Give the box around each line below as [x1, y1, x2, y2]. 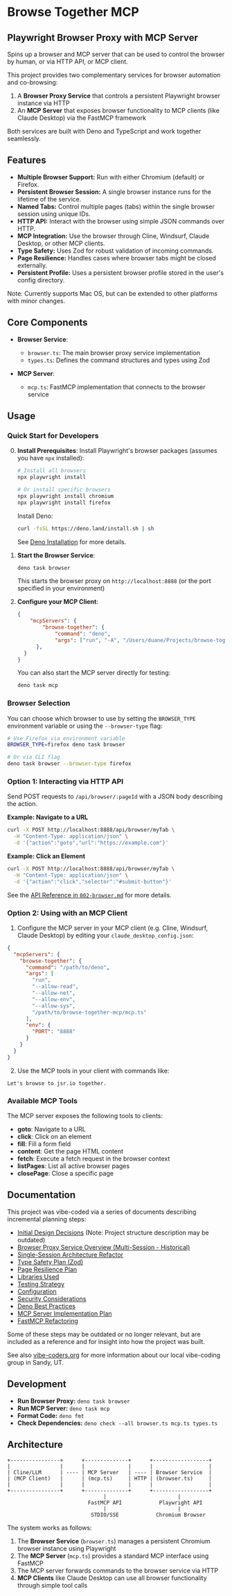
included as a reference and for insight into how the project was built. [7, 1337, 206, 1345]
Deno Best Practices [17, 1302, 76, 1310]
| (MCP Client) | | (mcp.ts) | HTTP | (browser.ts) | [7, 1476, 213, 1482]
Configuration [17, 1287, 57, 1295]
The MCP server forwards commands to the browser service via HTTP [17, 1566, 219, 1575]
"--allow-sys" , [32, 1002, 76, 1010]
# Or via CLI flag [7, 754, 60, 761]
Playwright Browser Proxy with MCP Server [7, 32, 199, 44]
